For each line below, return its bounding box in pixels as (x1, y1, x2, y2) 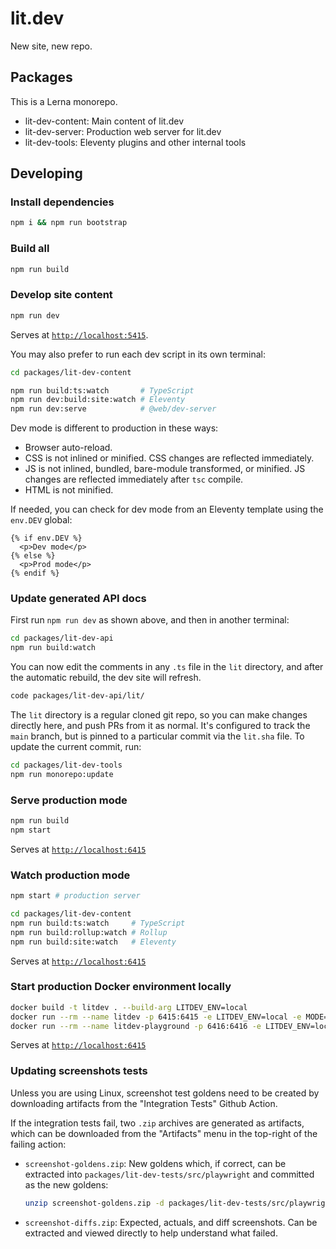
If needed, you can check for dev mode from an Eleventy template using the (10, 503, 324, 516)
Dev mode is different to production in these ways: (10, 422, 219, 434)
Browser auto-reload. (24, 442, 113, 454)
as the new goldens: (24, 1178, 109, 1191)
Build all (10, 242, 50, 256)
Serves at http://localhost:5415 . (10, 328, 149, 341)
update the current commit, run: (10, 741, 142, 753)
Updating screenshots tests (10, 1064, 148, 1078)
